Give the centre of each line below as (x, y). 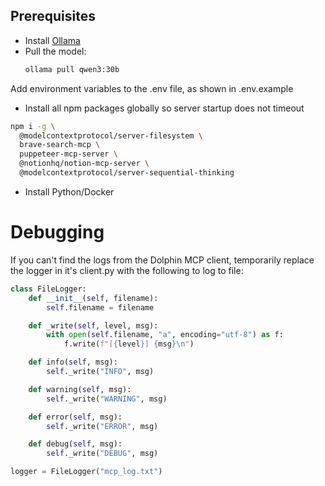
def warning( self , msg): (80, 389)
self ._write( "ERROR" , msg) (102, 426)
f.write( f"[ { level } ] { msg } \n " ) (129, 344)
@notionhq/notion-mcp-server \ (84, 164)
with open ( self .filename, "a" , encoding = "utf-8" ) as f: (165, 335)
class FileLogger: (48, 289)
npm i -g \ (33, 126)
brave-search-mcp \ (60, 145)
